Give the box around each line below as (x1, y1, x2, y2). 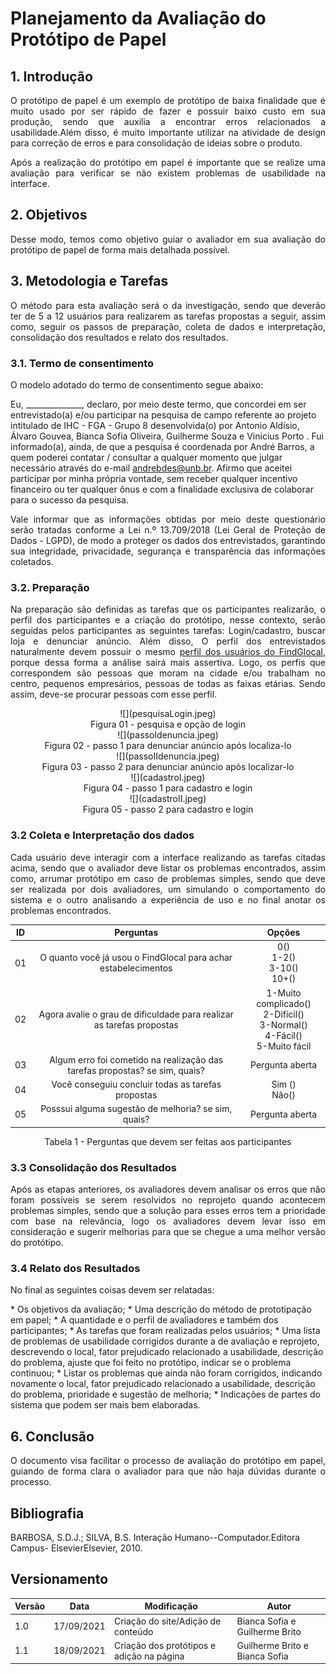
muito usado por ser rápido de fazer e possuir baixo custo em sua (10, 105, 326, 117)
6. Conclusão (10, 1428, 95, 1445)
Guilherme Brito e (236, 1639, 309, 1651)
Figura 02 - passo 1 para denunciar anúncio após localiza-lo (44, 740, 292, 752)
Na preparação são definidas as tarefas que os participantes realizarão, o (10, 603, 326, 616)
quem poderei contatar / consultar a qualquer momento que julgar (10, 451, 283, 463)
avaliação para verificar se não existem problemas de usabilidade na (10, 167, 326, 179)
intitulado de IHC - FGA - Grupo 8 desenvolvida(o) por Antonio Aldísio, (10, 419, 300, 431)
